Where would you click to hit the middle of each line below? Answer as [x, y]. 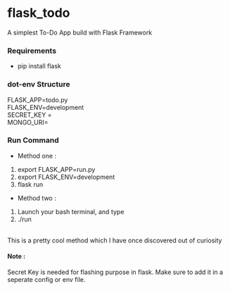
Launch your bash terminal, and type [71, 211]
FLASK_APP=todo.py [38, 99]
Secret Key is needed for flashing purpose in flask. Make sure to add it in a [115, 272]
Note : [17, 256]
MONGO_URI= [28, 122]
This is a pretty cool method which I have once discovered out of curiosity [115, 240]
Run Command [33, 140]
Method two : [37, 198]
